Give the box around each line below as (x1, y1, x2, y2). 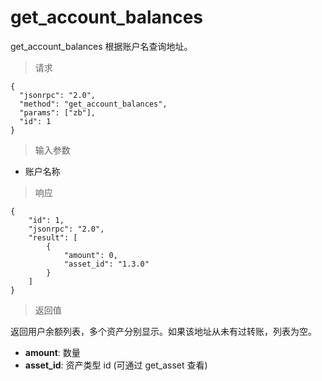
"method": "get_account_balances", (19, 99, 168, 109)
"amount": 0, (63, 250, 118, 260)
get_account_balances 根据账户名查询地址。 (10, 40, 193, 52)
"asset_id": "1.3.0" (63, 259, 150, 269)
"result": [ (28, 232, 78, 243)
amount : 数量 (24, 346, 81, 358)
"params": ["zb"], (19, 107, 97, 118)
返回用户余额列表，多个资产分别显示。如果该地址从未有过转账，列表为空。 (10, 325, 317, 337)
